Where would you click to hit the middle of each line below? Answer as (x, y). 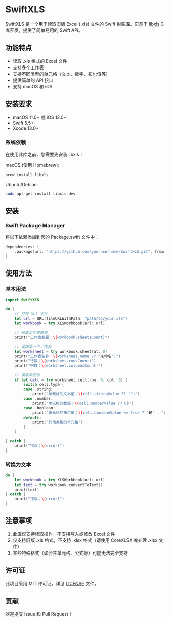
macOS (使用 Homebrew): (32, 165)
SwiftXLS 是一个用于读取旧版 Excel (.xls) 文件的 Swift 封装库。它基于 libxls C (85, 24)
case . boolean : (39, 408)
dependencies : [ (22, 247)
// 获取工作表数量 (31, 333)
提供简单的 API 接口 (33, 80)
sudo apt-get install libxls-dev (40, 194)
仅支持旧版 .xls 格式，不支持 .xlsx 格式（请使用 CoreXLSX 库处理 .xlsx (85, 540)
